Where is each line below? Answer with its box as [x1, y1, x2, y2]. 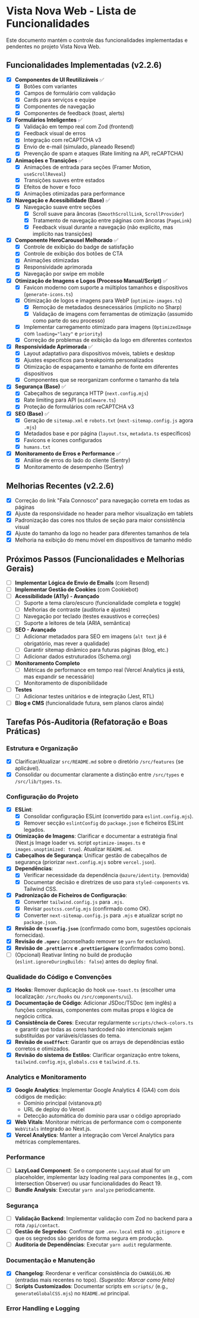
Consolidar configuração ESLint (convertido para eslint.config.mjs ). [23, 813, 194, 820]
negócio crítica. [14, 1012, 53, 1019]
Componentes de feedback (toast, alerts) [23, 110, 125, 117]
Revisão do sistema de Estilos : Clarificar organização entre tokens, [14, 1051, 181, 1058]
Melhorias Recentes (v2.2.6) [6, 481, 114, 491]
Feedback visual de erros [23, 130, 86, 137]
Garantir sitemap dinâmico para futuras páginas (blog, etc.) [23, 646, 169, 653]
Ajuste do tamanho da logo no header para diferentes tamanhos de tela [14, 530, 189, 537]
